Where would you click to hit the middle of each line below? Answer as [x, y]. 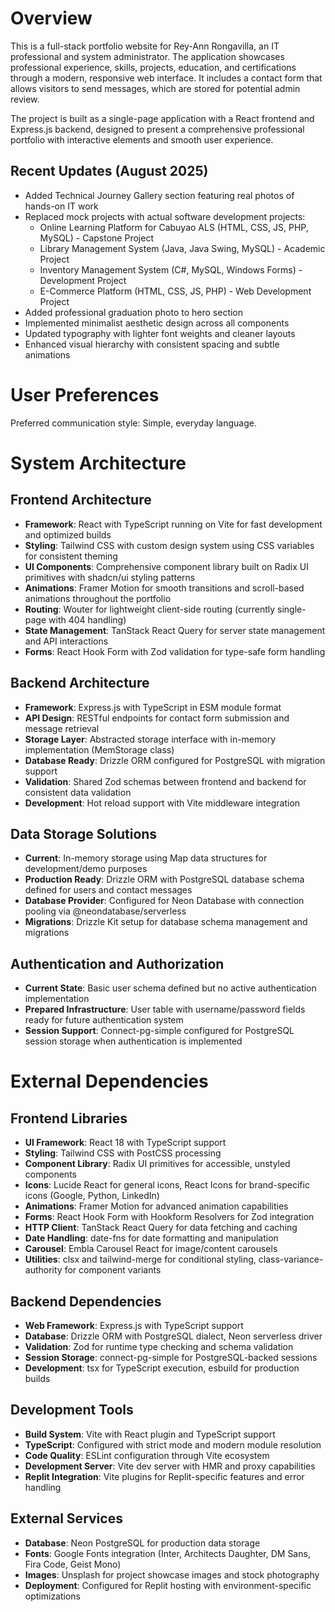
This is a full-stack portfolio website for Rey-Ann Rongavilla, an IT [145, 46]
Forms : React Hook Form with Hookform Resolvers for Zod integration [169, 1217]
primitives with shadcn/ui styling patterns [110, 577]
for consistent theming [71, 556]
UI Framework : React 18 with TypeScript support [125, 1143]
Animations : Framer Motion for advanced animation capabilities [156, 1206]
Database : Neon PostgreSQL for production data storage [142, 1543]
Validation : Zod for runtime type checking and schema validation [159, 1346]
